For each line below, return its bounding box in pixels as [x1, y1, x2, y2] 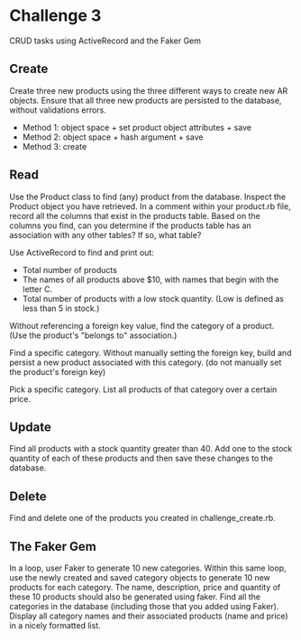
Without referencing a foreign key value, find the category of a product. [9, 320, 275, 331]
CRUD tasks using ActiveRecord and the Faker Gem [9, 35, 201, 46]
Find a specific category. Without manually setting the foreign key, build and [9, 347, 292, 358]
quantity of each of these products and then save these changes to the [9, 453, 273, 464]
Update [9, 419, 52, 434]
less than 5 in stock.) [22, 303, 100, 314]
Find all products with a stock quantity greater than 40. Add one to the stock [9, 443, 293, 454]
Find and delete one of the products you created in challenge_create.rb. [9, 513, 277, 524]
